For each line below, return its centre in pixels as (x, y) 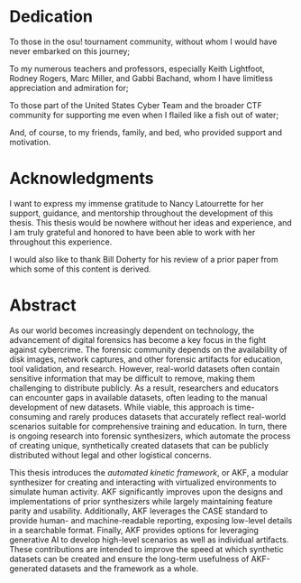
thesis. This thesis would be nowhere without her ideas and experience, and (151, 222)
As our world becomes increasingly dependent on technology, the (132, 330)
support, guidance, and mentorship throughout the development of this (141, 213)
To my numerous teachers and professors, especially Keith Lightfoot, (137, 69)
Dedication (51, 17)
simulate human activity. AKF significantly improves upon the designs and (146, 491)
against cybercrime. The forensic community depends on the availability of (148, 349)
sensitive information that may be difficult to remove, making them (132, 378)
